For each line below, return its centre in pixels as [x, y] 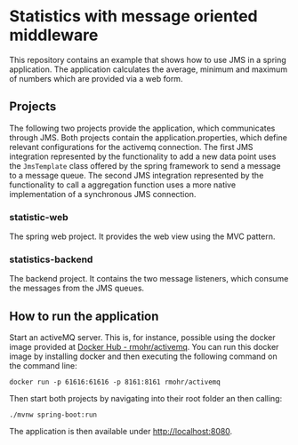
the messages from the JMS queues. [77, 288]
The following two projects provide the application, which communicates [142, 128]
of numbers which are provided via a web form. [96, 78]
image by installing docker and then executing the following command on [143, 356]
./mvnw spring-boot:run [53, 415]
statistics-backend [51, 259]
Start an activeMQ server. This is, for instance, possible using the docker [142, 338]
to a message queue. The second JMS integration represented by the [137, 175]
